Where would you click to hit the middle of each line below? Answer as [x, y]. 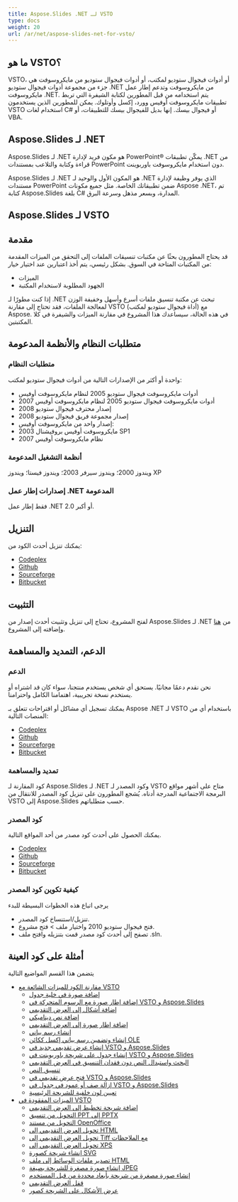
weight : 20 [24, 27]
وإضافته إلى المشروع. [37, 629]
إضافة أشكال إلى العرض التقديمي [73, 1010]
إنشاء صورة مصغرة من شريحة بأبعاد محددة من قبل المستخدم [109, 1176]
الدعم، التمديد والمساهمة [57, 651]
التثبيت [21, 604]
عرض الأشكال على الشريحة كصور [74, 1191]
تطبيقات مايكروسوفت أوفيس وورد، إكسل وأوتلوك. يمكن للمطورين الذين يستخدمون [118, 102]
